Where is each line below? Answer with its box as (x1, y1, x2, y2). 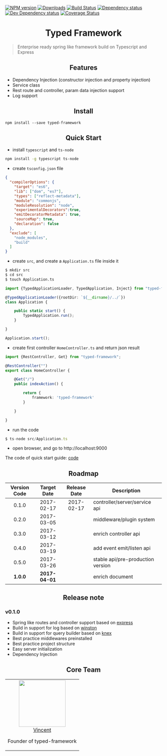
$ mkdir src (5, 268, 30, 273)
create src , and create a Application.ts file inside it (12, 258, 119, 264)
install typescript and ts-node (12, 147, 74, 153)
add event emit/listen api (93, 545, 151, 552)
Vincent (33, 726, 51, 733)
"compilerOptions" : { (9, 180, 55, 185)
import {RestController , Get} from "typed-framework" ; (5, 354, 121, 359)
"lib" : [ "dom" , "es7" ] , (14, 189, 64, 194)
